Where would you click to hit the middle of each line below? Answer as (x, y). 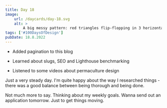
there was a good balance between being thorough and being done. (75, 85)
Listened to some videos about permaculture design (66, 70)
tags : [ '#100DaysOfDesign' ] (34, 33)
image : (12, 14)
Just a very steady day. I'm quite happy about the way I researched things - (83, 80)
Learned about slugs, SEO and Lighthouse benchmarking (71, 61)
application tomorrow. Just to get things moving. (55, 100)
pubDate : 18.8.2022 (25, 38)
